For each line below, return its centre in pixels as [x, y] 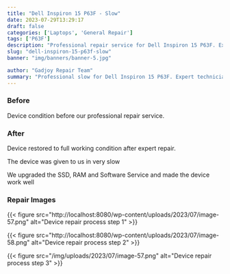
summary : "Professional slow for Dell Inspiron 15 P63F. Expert [101, 77]
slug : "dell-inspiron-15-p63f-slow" [59, 52]
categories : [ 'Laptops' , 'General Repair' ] [70, 33]
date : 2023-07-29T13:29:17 [46, 20]
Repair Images [31, 200]
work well [21, 182]
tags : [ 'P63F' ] [29, 39]
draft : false [26, 26]
